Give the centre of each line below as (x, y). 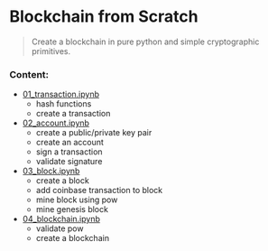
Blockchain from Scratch (104, 17)
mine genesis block (72, 209)
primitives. (51, 51)
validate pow (60, 228)
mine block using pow (77, 200)
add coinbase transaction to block (99, 191)
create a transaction (73, 114)
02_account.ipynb (56, 123)
